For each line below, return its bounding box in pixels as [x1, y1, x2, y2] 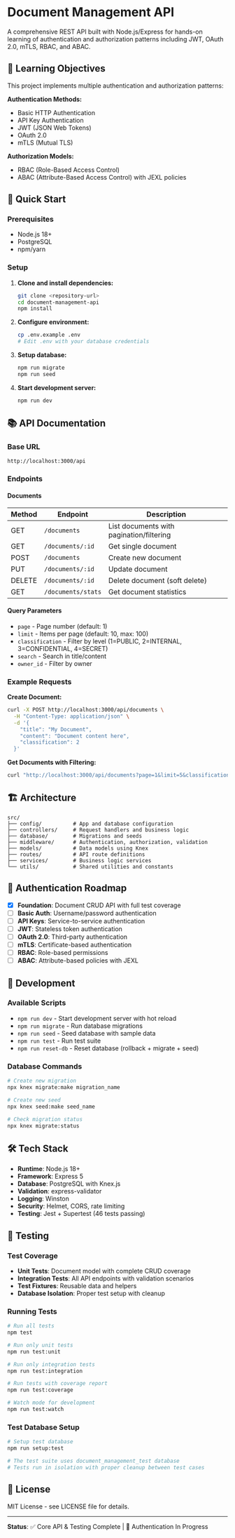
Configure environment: [17, 318, 90, 326]
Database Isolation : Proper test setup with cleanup [17, 1289, 166, 1297]
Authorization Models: [7, 152, 74, 160]
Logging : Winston [17, 1194, 70, 1203]
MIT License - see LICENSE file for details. [7, 1502, 129, 1511]
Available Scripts [7, 998, 66, 1008]
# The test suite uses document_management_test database [7, 1457, 180, 1464]
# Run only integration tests [7, 1360, 96, 1368]
